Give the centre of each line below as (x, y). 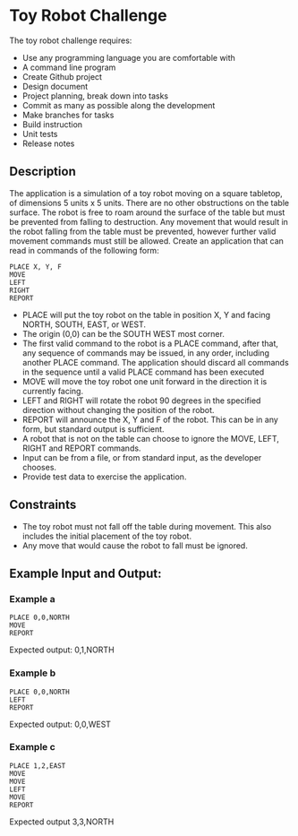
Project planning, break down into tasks (95, 96)
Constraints (43, 505)
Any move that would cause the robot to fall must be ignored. (135, 545)
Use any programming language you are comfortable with (128, 57)
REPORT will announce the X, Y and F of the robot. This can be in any (150, 419)
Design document (55, 86)
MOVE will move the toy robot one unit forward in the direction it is (145, 381)
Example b (33, 673)
